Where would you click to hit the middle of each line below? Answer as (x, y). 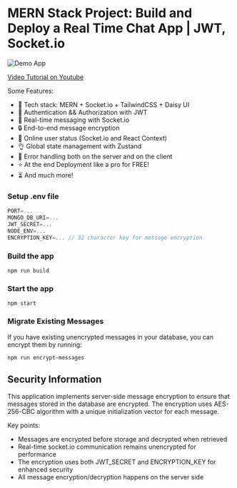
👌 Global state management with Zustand (79, 146)
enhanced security (45, 469)
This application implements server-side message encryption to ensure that (119, 397)
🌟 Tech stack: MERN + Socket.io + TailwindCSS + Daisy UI (104, 104)
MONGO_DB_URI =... (33, 218)
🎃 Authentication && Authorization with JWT (82, 112)
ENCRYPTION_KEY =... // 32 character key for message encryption (105, 238)
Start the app (31, 288)
